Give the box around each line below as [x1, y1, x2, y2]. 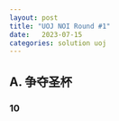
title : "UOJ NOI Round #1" [9, 22, 111, 31]
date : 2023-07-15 [9, 30, 83, 39]
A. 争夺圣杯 [9, 74, 73, 89]
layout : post [9, 13, 59, 23]
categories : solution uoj [9, 38, 106, 48]
